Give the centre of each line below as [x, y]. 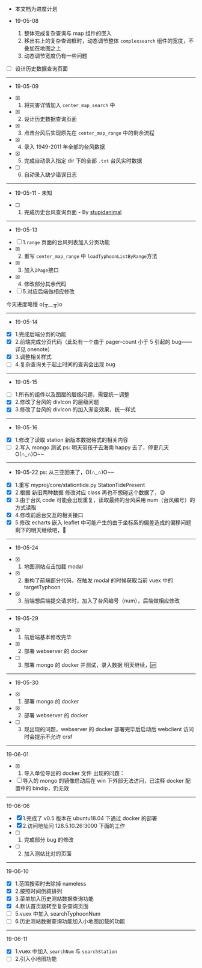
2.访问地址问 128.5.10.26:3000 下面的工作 [74, 826]
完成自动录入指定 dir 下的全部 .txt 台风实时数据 [83, 161]
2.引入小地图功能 [36, 959]
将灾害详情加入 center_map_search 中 [69, 105]
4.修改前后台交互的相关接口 [49, 515]
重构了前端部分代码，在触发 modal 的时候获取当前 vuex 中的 [98, 580]
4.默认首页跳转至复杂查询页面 [52, 906]
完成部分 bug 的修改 [49, 839]
